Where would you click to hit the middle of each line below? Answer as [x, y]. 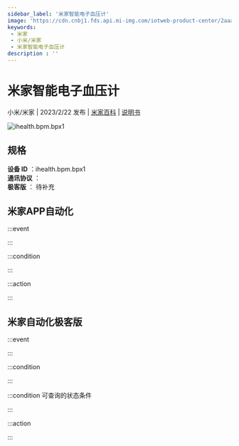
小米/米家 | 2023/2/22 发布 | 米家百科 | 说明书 [74, 112]
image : [17, 21]
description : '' [33, 54]
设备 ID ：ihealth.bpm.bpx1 [47, 169]
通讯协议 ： [24, 178]
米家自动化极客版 [45, 322]
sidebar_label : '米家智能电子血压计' [58, 14]
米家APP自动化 [40, 212]
